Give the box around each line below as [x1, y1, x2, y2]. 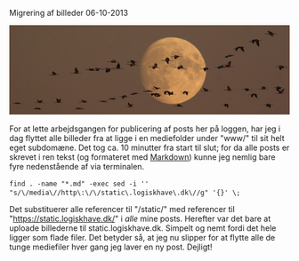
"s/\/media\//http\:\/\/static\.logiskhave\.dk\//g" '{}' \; [9, 188, 241, 197]
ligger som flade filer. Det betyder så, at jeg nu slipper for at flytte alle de [9, 232, 276, 242]
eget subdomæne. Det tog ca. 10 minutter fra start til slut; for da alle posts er [9, 142, 290, 153]
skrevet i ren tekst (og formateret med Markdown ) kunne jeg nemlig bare [9, 151, 276, 162]
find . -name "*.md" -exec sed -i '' [9, 179, 149, 188]
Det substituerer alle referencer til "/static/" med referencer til [9, 203, 236, 214]
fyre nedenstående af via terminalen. [9, 161, 145, 171]
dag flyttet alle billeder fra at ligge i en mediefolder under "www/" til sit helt [9, 132, 285, 143]
